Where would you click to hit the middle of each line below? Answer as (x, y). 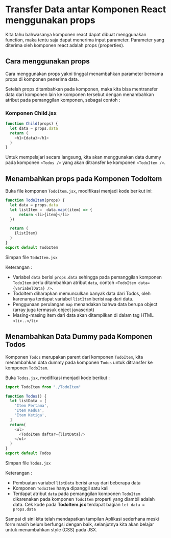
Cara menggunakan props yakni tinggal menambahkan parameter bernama (84, 74)
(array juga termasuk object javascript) (53, 310)
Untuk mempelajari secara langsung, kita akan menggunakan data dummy (83, 157)
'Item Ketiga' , (31, 415)
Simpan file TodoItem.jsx (31, 257)
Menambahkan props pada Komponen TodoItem (84, 179)
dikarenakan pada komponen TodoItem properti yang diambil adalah (83, 499)
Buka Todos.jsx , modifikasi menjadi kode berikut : (58, 378)
